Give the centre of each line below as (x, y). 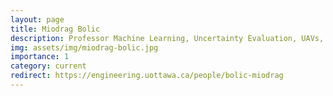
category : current (48, 66)
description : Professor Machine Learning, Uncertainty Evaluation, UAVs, (167, 38)
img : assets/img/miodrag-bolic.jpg (84, 47)
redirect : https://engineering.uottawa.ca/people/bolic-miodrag (147, 76)
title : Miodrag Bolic (55, 29)
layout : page (37, 19)
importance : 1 (40, 57)
